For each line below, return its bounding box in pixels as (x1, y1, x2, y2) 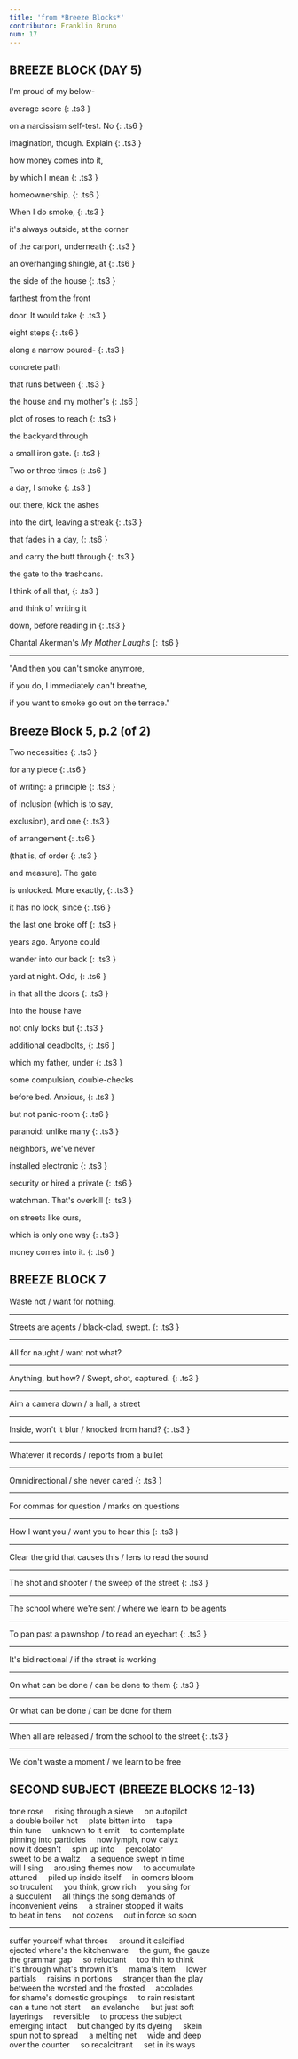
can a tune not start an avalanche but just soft (9, 2001, 195, 2012)
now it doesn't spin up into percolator (9, 1843, 164, 1854)
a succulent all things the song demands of (9, 1891, 176, 1902)
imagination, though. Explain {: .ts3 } (9, 138, 142, 149)
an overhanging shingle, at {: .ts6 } (9, 259, 136, 269)
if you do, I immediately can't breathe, (9, 680, 148, 691)
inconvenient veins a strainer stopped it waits (9, 1900, 184, 1910)
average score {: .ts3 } (9, 103, 91, 114)
